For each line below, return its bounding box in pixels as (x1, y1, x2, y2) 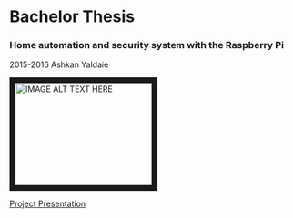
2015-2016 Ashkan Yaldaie (9, 59, 109, 70)
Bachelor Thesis (9, 6, 135, 27)
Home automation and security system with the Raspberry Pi (9, 39, 285, 52)
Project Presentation (9, 198, 86, 210)
